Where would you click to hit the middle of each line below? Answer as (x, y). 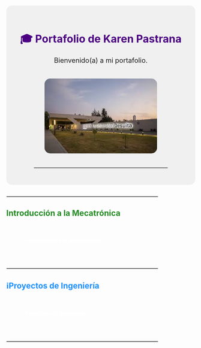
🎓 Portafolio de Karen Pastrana (101, 39)
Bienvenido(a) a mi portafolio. (101, 60)
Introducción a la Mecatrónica (64, 213)
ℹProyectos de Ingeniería (53, 285)
